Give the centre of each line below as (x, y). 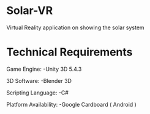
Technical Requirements (69, 52)
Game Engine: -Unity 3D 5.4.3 (44, 69)
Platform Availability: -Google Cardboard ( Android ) (71, 104)
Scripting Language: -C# (38, 93)
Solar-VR (30, 11)
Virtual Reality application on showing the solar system (76, 27)
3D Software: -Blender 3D (39, 80)
